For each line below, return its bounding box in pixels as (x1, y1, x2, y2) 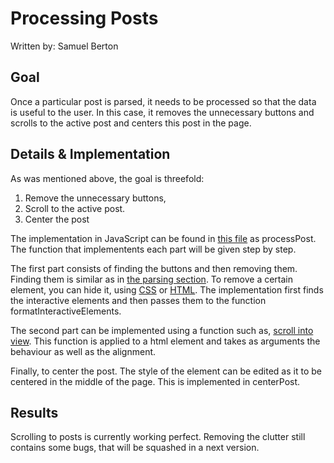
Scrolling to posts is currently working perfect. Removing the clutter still (10, 431, 306, 443)
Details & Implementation (10, 146, 171, 163)
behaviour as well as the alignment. (10, 345, 157, 357)
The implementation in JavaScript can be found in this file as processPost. (10, 232, 317, 244)
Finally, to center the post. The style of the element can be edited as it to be (10, 365, 322, 377)
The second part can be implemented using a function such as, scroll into (10, 324, 314, 336)
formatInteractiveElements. (10, 305, 122, 317)
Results (10, 404, 59, 421)
